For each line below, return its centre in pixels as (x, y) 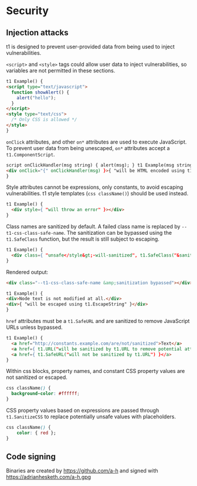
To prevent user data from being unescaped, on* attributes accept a (88, 148)
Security (27, 11)
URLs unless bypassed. (34, 327)
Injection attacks (37, 33)
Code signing (31, 457)
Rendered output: (27, 272)
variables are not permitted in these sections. (61, 71)
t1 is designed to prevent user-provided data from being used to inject (90, 46)
